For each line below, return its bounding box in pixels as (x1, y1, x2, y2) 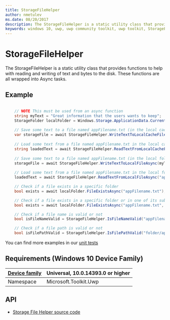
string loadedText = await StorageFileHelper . (14, 146, 114, 152)
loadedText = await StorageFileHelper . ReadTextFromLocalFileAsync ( (14, 175, 159, 180)
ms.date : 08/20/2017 (5, 17, 49, 22)
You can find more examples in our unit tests (5, 240, 99, 246)
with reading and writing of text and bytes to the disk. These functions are (5, 71, 159, 77)
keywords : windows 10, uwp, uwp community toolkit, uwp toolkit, (5, 26, 146, 32)
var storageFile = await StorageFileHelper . (14, 132, 110, 137)
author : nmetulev (5, 12, 42, 17)
